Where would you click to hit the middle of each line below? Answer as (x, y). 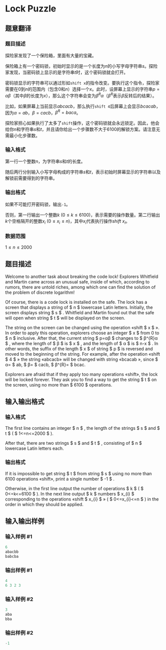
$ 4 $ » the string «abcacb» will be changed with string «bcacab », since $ (82, 359)
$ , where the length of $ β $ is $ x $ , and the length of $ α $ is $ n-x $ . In (82, 343)
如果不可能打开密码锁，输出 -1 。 (38, 204)
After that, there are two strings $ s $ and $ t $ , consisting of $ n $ (74, 443)
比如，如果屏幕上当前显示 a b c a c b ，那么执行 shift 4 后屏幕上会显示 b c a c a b (81, 106)
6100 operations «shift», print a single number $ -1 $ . (60, 479)
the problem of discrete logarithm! (40, 292)
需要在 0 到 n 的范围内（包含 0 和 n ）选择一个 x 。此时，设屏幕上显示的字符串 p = (83, 89)
